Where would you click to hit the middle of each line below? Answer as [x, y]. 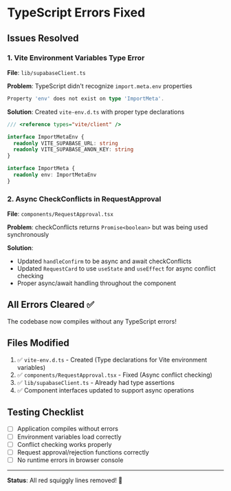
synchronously [28, 235]
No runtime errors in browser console [70, 460]
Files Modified [38, 343]
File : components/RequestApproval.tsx [60, 214]
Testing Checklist [45, 412]
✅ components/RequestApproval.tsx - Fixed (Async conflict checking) [115, 375]
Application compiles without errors [68, 429]
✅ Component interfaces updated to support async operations [106, 390]
